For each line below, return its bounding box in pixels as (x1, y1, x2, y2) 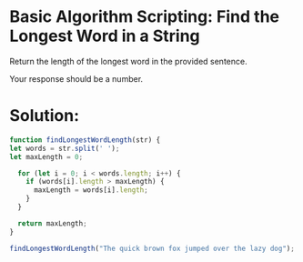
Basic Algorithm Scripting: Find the (9, 6, 280, 27)
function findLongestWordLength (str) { (9, 135, 161, 145)
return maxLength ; (17, 218, 88, 228)
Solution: (9, 106, 80, 126)
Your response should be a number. (9, 73, 144, 84)
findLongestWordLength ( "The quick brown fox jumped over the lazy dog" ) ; (9, 244, 296, 253)
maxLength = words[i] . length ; (33, 186, 148, 195)
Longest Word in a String (9, 25, 200, 46)
